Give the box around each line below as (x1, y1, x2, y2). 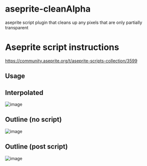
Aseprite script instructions (5, 42, 120, 53)
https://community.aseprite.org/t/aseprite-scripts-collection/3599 (5, 57, 138, 64)
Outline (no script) (5, 115, 62, 124)
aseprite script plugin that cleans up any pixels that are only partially (5, 19, 143, 25)
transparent (5, 24, 28, 30)
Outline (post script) (5, 143, 68, 151)
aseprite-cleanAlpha (5, 3, 91, 15)
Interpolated (5, 89, 43, 97)
